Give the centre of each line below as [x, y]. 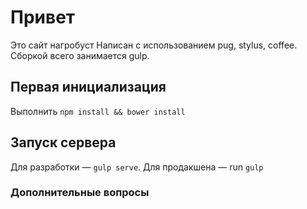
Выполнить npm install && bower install [98, 111]
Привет [43, 17]
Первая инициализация [88, 87]
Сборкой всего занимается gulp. [80, 55]
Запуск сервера [63, 142]
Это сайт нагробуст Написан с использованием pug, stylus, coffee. [154, 45]
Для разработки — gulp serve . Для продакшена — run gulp [137, 167]
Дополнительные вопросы [80, 193]
